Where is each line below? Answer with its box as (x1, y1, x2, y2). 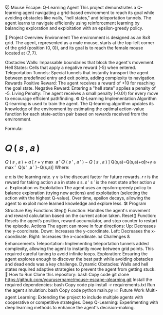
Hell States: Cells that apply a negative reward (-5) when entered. (5, 65, 136, 70)
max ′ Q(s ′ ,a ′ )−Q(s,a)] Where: (5, 164, 70, 170)
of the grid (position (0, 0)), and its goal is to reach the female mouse (5, 45, 144, 50)
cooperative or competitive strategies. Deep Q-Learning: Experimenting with (5, 299, 159, 305)
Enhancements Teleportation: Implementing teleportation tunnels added (5, 240, 149, 246)
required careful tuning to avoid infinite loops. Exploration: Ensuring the (5, 250, 148, 257)
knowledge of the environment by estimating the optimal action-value (5, 106, 145, 112)
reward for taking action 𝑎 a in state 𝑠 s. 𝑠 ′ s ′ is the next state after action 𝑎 (5, 179, 156, 185)
